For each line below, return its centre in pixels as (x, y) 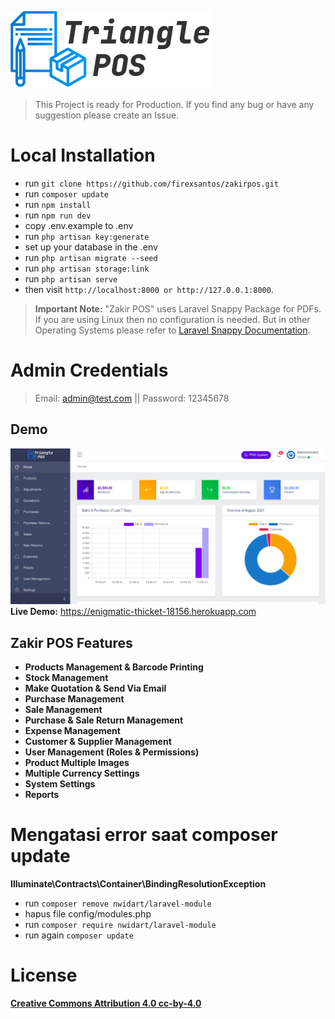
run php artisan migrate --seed (91, 257)
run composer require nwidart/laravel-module (120, 925)
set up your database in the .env (91, 247)
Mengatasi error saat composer (144, 835)
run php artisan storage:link (87, 268)
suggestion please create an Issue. (107, 115)
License (44, 975)
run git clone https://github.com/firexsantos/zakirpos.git (151, 183)
